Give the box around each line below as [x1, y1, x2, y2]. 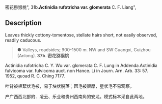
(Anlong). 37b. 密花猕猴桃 [17, 52, 70, 58]
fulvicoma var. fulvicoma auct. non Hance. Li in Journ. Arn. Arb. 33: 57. [5, 68, 148, 73]
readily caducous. [5, 37, 42, 43]
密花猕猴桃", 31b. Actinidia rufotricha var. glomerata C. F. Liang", [5, 4, 136, 10]
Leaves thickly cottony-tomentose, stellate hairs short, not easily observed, [5, 32, 157, 38]
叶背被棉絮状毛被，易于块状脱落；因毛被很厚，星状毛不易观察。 [5, 83, 134, 89]
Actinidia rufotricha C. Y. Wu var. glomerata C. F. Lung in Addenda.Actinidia [5, 62, 158, 68]
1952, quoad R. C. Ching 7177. [5, 73, 65, 79]
